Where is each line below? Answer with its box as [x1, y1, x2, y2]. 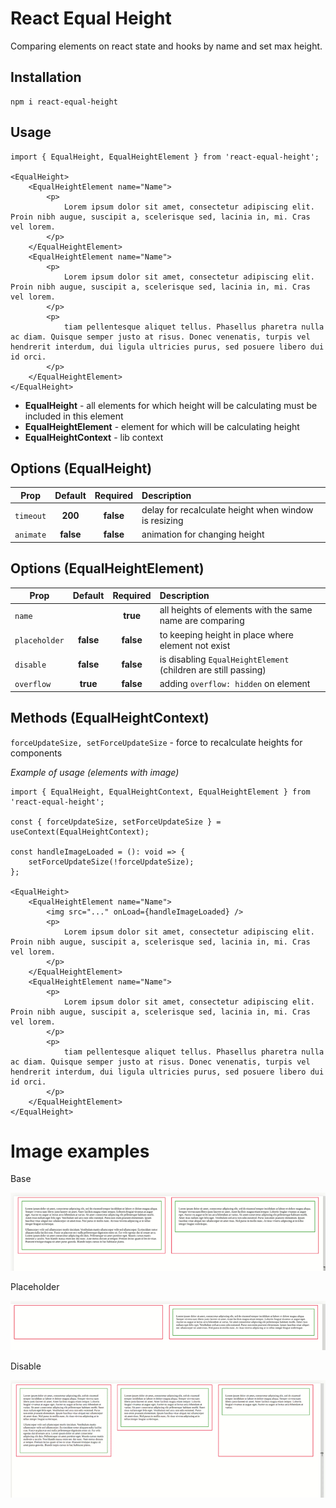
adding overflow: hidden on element [159, 678, 311, 690]
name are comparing [159, 615, 245, 627]
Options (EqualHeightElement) [10, 560, 205, 577]
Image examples [10, 1140, 150, 1162]
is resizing [141, 515, 184, 527]
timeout [14, 511, 47, 521]
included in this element [24, 410, 124, 422]
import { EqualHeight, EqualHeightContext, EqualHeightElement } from [10, 787, 311, 797]
